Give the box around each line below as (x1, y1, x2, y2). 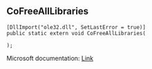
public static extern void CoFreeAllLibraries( (6, 30, 146, 37)
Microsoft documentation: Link (6, 54, 94, 62)
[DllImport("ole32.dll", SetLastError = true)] (6, 23, 146, 30)
